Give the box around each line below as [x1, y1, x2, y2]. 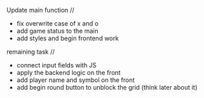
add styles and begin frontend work [16, 34, 119, 42]
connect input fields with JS [16, 61, 97, 69]
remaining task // [6, 48, 55, 56]
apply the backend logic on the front [16, 69, 121, 76]
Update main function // [6, 6, 75, 14]
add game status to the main [16, 27, 99, 35]
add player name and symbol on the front [16, 76, 135, 84]
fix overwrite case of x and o [16, 19, 99, 27]
